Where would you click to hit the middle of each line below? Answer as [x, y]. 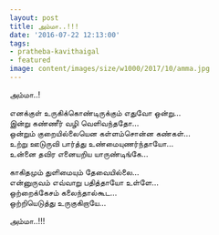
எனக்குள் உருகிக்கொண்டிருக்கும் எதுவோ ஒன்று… [95, 112]
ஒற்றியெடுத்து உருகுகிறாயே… [58, 202]
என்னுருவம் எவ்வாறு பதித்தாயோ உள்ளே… [84, 182]
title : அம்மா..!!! [44, 26]
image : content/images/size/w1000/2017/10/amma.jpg [109, 69]
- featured [30, 60]
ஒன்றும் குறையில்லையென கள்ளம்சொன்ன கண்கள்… [100, 133]
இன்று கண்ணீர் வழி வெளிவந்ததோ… [74, 123]
